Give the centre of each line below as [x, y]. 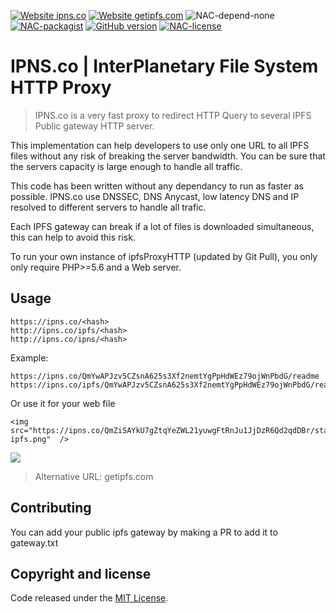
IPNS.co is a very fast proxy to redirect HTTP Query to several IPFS [173, 115]
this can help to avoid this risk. [73, 237]
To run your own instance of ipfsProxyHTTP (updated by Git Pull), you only [164, 256]
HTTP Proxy [61, 87]
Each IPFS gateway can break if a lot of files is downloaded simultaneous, [162, 226]
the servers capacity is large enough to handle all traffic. [126, 166]
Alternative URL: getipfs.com [94, 476]
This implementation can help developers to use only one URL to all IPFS [160, 145]
